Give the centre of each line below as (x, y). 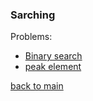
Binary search (53, 56)
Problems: (31, 37)
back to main (37, 86)
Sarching (33, 15)
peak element (53, 67)
